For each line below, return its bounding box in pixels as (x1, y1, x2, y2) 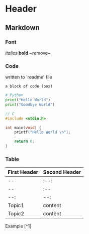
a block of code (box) (5, 84, 53, 89)
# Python (5, 93, 24, 98)
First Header (8, 169, 39, 176)
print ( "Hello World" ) (5, 97, 51, 103)
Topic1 (8, 202, 24, 209)
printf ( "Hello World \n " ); (14, 130, 71, 135)
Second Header (43, 169, 81, 176)
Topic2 (8, 210, 24, 217)
